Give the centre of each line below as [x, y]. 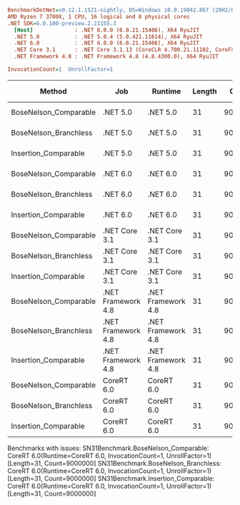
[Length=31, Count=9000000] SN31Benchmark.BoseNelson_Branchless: [114, 463]
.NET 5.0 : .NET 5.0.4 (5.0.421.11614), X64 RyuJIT [108, 36]
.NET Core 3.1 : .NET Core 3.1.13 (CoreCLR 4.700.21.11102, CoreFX [124, 50]
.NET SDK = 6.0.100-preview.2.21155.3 [62, 23]
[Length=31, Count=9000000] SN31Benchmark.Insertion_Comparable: [111, 478]
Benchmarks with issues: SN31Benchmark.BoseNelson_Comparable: [108, 448]
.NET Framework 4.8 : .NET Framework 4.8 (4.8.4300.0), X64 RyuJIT [116, 57]
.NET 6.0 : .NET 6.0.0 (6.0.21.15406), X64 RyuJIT [107, 44]
